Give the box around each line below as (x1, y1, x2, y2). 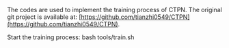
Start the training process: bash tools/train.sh (7, 33, 135, 41)
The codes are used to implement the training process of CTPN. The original (7, 6, 222, 14)
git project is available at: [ (7, 13, 81, 21)
